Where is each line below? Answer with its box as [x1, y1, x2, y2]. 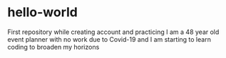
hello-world [7, 4, 78, 21]
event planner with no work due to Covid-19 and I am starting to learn [7, 35, 212, 43]
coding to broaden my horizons [7, 42, 100, 51]
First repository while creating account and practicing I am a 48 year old [7, 28, 220, 36]
